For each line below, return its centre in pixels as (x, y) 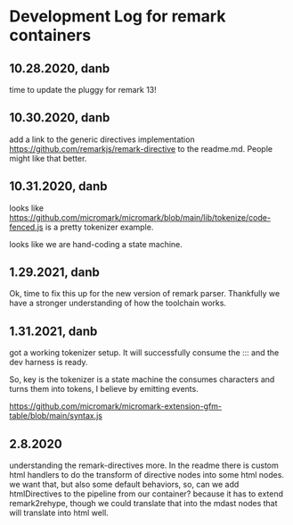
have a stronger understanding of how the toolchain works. (118, 303)
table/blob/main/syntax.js (56, 416)
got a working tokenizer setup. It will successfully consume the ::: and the (144, 353)
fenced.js (26, 227)
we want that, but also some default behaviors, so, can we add (124, 485)
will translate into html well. (59, 513)
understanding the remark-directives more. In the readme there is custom (144, 465)
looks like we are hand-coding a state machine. (96, 244)
